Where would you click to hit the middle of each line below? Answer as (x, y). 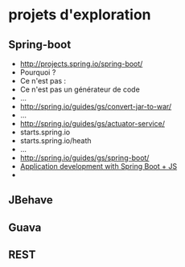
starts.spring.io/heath (55, 141)
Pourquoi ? (38, 72)
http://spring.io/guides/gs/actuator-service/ (92, 123)
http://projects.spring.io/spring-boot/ (81, 64)
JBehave (31, 200)
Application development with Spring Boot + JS (99, 166)
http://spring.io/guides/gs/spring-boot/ (84, 158)
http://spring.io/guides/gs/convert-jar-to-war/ (96, 107)
